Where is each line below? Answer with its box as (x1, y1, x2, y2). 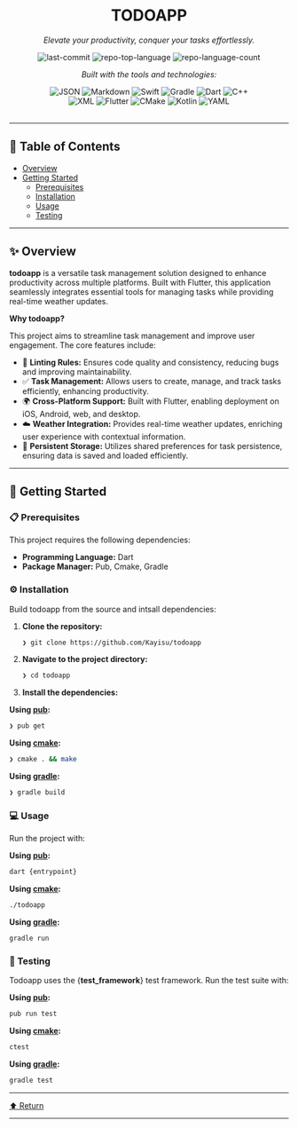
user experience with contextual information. (21, 431, 186, 442)
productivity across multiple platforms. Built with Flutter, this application (9, 277, 271, 288)
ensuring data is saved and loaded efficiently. (21, 450, 189, 461)
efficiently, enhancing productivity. (21, 385, 149, 396)
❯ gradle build (9, 788, 66, 797)
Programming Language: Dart (21, 552, 134, 563)
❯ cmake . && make (9, 755, 77, 764)
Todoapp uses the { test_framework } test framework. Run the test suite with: (9, 975, 289, 986)
